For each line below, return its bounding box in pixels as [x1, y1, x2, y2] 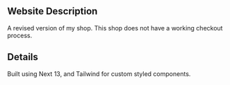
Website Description [7, 6, 98, 17]
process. [7, 31, 33, 39]
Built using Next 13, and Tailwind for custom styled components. [7, 69, 191, 78]
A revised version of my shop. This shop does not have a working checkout [7, 23, 223, 32]
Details [7, 51, 38, 63]
